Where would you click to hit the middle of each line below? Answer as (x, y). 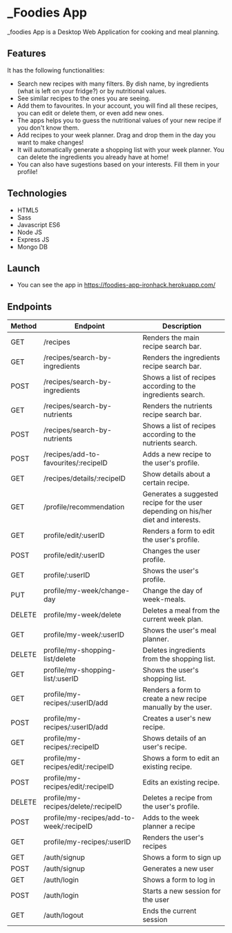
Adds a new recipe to (177, 454)
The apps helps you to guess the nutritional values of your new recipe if (119, 120)
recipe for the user (173, 503)
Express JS (33, 239)
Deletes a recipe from (177, 798)
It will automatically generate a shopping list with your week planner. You (120, 149)
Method (24, 326)
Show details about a (176, 474)
